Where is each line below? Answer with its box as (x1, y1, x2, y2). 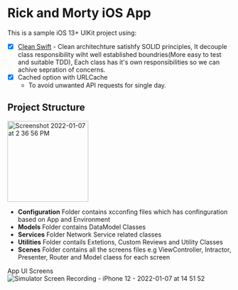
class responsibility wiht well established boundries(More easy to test (17, 50, 222, 58)
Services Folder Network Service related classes (17, 230, 162, 239)
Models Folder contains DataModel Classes (17, 222, 146, 231)
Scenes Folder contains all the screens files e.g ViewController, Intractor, (17, 245, 232, 254)
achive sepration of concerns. (17, 65, 106, 74)
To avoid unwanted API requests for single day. (28, 81, 167, 90)
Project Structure (7, 102, 85, 114)
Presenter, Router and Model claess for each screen (17, 252, 171, 261)
